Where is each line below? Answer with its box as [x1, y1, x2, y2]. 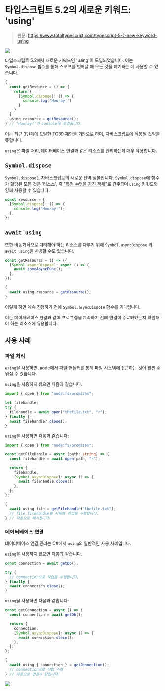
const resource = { [5, 197, 45, 202]
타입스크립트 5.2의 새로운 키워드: [5, 4, 131, 16]
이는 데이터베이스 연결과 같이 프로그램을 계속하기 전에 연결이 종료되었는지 [5, 314, 147, 320]
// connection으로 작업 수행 [9, 667, 63, 672]
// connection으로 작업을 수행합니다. [9, 574, 79, 580]
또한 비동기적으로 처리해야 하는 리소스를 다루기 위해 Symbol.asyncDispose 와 [5, 241, 153, 248]
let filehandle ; [5, 400, 39, 405]
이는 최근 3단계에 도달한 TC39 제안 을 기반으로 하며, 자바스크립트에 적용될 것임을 [5, 131, 160, 137]
